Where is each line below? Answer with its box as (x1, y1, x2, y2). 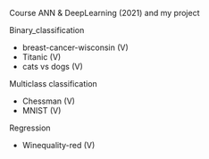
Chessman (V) (21, 96, 76, 106)
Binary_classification (9, 25, 85, 35)
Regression (9, 122, 51, 133)
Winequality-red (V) (21, 140, 96, 150)
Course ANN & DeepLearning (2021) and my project (9, 8, 200, 18)
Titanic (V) (21, 52, 62, 62)
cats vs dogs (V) (21, 62, 83, 71)
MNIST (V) (21, 105, 62, 115)
